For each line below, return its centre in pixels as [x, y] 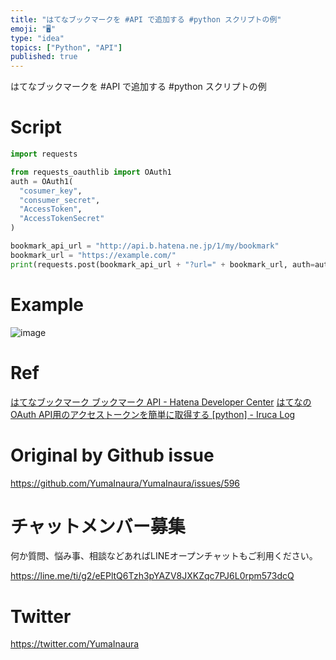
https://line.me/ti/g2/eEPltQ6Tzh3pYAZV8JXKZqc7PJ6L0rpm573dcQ [152, 576]
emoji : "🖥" [33, 29]
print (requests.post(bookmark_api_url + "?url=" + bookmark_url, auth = [162, 264]
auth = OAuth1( [42, 181]
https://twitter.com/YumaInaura [75, 644]
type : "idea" [37, 38]
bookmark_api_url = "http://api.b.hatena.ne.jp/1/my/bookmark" [145, 246]
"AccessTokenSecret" [62, 219]
